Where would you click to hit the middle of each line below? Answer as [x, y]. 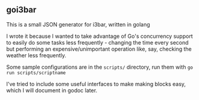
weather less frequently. [36, 55]
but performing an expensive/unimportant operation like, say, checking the [99, 49]
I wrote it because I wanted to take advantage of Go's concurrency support [99, 36]
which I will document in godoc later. [52, 90]
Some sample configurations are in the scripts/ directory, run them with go [99, 67]
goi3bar [21, 10]
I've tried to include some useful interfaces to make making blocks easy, [96, 84]
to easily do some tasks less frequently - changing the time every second [97, 42]
